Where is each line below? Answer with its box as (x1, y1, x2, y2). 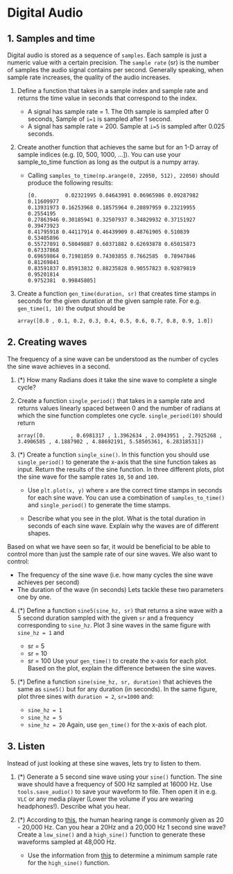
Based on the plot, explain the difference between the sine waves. (27, 663, 216, 672)
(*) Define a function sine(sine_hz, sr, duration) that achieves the (17, 677, 213, 686)
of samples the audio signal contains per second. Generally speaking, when (7, 66, 224, 74)
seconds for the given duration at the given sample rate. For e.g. (17, 297, 201, 305)
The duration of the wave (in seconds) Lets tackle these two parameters (17, 585, 224, 593)
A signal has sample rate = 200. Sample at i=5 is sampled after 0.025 (27, 122, 225, 130)
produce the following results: (27, 179, 113, 187)
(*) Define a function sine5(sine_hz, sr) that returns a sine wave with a (17, 606, 223, 614)
